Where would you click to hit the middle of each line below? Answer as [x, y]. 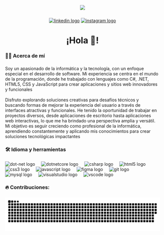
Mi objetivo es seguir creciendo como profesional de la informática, [73, 126]
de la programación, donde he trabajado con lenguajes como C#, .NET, [77, 79]
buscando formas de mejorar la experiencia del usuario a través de [73, 105]
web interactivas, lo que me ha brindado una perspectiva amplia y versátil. [80, 120]
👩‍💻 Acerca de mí [25, 56]
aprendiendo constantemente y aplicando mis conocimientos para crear [78, 131]
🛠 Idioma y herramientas [36, 149]
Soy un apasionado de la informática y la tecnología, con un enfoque [74, 68]
